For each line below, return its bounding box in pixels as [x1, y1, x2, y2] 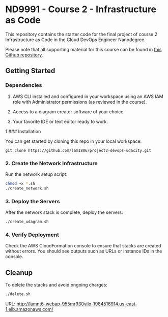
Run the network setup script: [5, 171, 68, 177]
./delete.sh [5, 291, 31, 297]
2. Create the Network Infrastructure [5, 160, 98, 167]
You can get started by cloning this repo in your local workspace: [5, 138, 142, 144]
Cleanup [5, 268, 33, 277]
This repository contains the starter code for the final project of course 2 [5, 31, 158, 37]
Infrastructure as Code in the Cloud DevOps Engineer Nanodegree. [5, 37, 146, 43]
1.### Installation [5, 128, 41, 134]
